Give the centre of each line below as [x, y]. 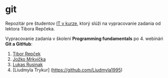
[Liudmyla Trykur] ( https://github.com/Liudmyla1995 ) [67, 70]
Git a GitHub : [19, 44]
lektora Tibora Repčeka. [30, 28]
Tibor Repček [26, 54]
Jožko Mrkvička [29, 59]
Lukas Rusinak [27, 64]
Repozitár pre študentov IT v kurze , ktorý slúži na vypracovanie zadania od [83, 23]
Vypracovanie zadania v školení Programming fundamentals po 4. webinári [84, 38]
